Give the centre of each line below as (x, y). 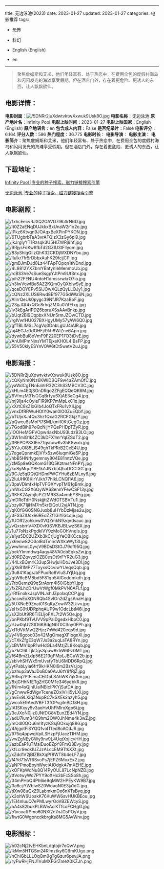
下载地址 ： (21, 170)
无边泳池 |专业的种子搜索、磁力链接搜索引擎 (49, 193)
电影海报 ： (21, 363)
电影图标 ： (21, 834)
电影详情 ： (21, 103)
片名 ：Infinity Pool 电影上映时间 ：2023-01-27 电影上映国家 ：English (82, 122)
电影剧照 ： (21, 210)
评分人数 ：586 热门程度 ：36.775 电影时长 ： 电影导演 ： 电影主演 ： (83, 134)
